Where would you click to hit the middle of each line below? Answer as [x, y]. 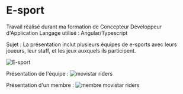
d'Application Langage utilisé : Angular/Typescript [67, 33]
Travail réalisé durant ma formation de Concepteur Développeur [84, 27]
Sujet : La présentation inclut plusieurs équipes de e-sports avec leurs [91, 44]
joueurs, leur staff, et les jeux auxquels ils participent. [71, 50]
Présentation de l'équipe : [38, 73]
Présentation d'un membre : [40, 85]
